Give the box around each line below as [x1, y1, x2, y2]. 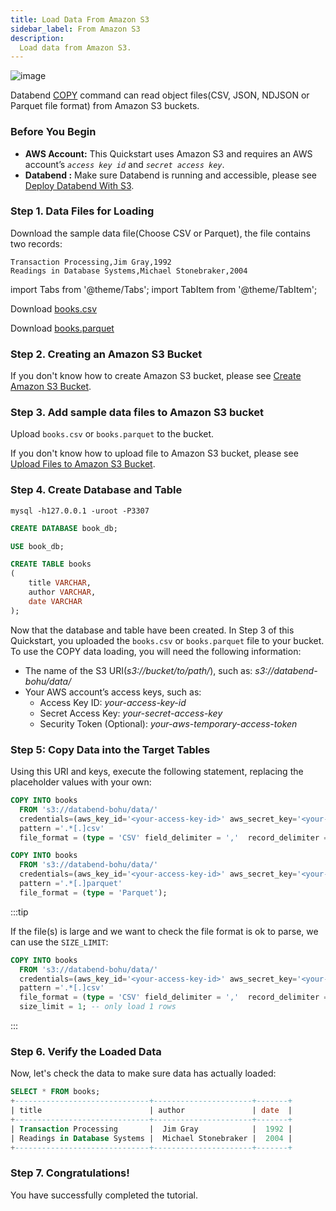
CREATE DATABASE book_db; [10, 523, 118, 533]
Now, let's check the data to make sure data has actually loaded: [10, 1067, 277, 1080]
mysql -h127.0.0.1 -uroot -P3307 [10, 506, 150, 516]
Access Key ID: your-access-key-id [39, 696, 187, 708]
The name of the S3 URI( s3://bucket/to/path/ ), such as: [24, 664, 253, 676]
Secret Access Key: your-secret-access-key [39, 707, 223, 719]
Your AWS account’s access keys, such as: [24, 686, 202, 698]
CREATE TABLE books [10, 559, 92, 570]
